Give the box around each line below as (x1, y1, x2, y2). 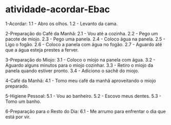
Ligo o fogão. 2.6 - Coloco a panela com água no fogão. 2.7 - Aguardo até (5, 41, 162, 47)
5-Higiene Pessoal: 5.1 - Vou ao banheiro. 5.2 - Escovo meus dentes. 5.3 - (5, 93, 162, 99)
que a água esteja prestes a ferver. (5, 47, 79, 53)
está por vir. (5, 114, 31, 120)
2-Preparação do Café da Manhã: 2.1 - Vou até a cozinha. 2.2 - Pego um (5, 30, 158, 36)
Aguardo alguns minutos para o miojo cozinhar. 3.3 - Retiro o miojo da (5, 62, 154, 68)
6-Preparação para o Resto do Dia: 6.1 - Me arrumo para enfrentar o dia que (5, 108, 166, 114)
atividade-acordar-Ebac (5, 4, 110, 15)
